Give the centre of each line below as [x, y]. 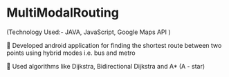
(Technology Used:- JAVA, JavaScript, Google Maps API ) [89, 32]
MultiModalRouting [63, 13]
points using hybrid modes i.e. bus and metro [71, 53]
